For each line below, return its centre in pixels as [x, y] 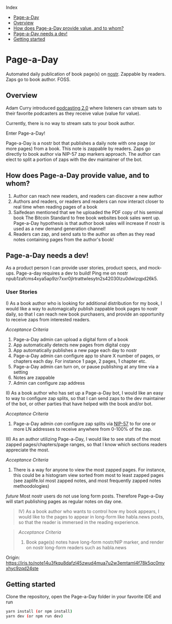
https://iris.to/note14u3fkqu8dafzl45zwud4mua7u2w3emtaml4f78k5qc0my [85, 563]
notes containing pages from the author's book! [63, 239]
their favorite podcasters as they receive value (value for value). [73, 113]
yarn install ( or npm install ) [39, 612]
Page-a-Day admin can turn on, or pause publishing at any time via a [86, 366]
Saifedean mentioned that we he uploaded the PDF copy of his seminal [88, 212]
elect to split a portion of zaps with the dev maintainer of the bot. [74, 159]
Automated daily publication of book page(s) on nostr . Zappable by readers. [86, 74]
